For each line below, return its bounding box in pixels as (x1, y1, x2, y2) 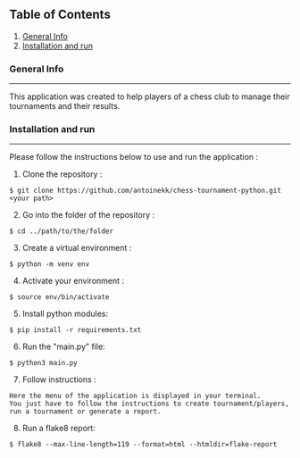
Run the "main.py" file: (21, 341, 105, 352)
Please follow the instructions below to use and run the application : (9, 152, 259, 162)
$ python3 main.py (9, 359, 78, 368)
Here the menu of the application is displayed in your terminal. (9, 392, 262, 401)
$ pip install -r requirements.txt (9, 326, 142, 335)
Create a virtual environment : (21, 243, 132, 254)
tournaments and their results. (9, 101, 121, 112)
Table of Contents (9, 7, 112, 22)
